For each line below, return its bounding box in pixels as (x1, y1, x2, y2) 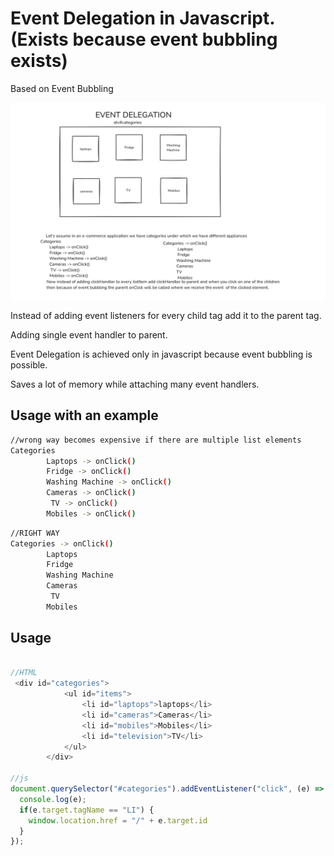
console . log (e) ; (19, 794, 87, 804)
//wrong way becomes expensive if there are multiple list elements (10, 435, 302, 445)
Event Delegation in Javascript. (10, 7, 275, 30)
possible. (10, 358, 48, 371)
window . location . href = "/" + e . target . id (28, 815, 208, 826)
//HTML (10, 668, 38, 678)
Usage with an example (10, 407, 159, 424)
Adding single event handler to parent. (10, 328, 168, 341)
